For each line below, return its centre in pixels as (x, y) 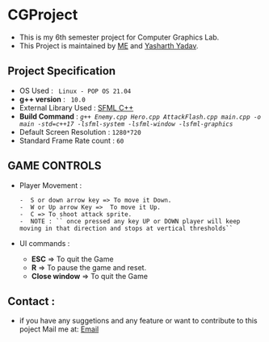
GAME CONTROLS (55, 166)
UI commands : (44, 243)
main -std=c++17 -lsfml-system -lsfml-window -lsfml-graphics (126, 124)
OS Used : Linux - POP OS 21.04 (75, 90)
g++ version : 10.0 (52, 99)
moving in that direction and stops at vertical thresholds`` (126, 228)
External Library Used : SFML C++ (76, 107)
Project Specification (62, 71)
